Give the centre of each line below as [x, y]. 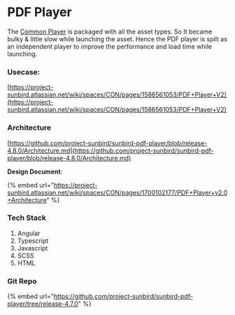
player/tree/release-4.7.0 [43, 304]
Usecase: [24, 72]
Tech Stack [27, 218]
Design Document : [35, 171]
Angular [29, 233]
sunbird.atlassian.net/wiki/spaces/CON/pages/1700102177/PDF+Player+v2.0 [117, 192]
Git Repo [22, 281]
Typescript [33, 240]
